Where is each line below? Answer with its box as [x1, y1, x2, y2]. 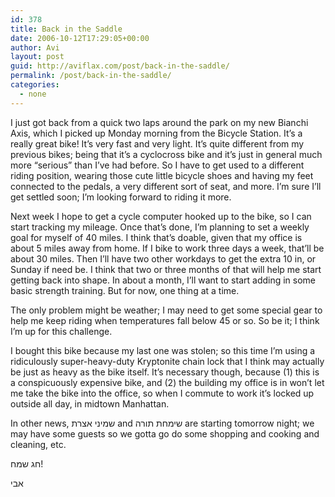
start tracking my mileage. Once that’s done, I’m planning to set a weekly [10, 221, 310, 233]
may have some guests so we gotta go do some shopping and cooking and [10, 427, 320, 440]
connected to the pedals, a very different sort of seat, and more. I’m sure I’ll [10, 180, 322, 192]
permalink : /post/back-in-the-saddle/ [10, 71, 172, 81]
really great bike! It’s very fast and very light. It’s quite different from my [10, 137, 305, 150]
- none [19, 89, 47, 99]
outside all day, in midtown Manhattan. [10, 397, 170, 410]
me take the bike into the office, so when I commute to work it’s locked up [10, 387, 315, 399]
